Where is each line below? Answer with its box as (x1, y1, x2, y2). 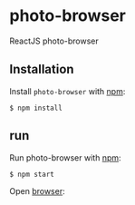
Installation (9, 62, 74, 77)
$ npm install (9, 103, 63, 112)
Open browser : (9, 185, 65, 196)
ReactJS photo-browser (9, 35, 100, 46)
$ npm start (9, 170, 54, 179)
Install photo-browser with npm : (9, 85, 126, 96)
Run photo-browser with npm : (9, 151, 121, 163)
